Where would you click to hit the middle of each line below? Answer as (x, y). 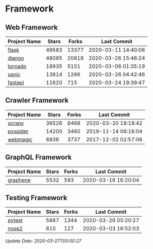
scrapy (16, 123)
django (16, 58)
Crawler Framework (37, 100)
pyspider (18, 131)
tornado (17, 66)
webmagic (20, 139)
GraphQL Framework (39, 157)
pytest (15, 220)
